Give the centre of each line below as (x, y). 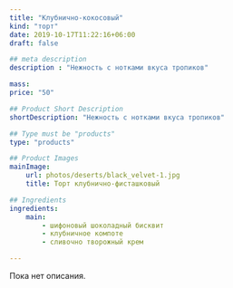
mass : (19, 84)
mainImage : (30, 167)
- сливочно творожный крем (93, 242)
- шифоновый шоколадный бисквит (103, 226)
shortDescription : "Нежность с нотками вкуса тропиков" (117, 117)
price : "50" (32, 92)
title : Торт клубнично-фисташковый (93, 184)
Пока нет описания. (48, 276)
